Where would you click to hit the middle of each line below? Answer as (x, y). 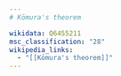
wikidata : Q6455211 (45, 33)
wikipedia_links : (41, 49)
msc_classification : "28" (57, 42)
